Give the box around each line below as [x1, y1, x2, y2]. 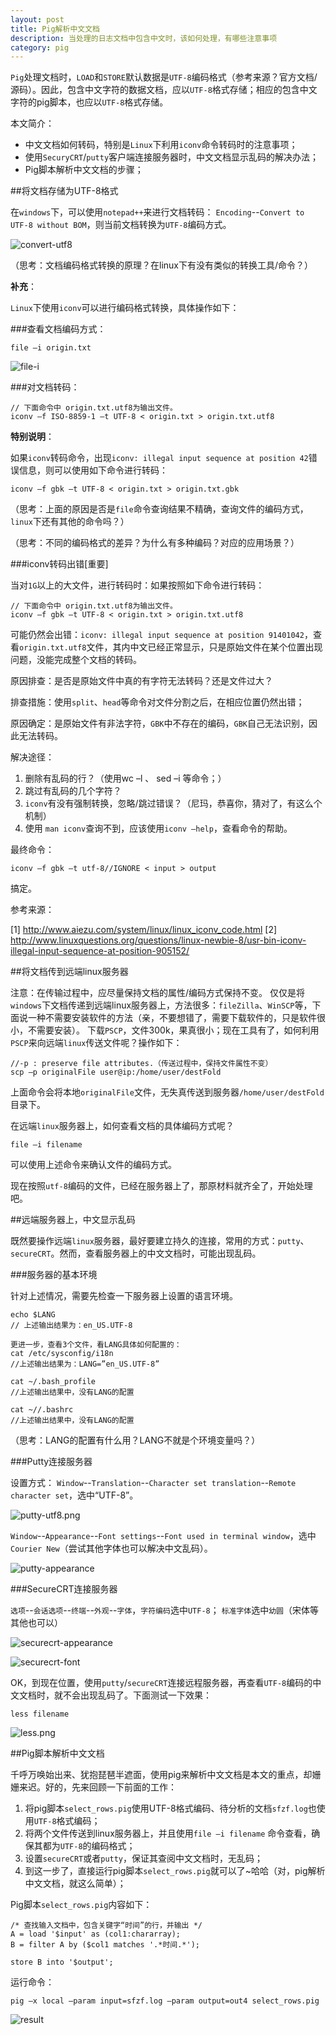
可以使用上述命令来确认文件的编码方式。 [10, 1159, 177, 1171]
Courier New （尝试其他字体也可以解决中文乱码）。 [10, 1542, 213, 1555]
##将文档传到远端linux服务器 [10, 966, 129, 978]
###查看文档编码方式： [10, 323, 107, 335]
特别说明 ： [10, 431, 55, 443]
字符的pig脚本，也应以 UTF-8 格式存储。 [10, 96, 169, 108]
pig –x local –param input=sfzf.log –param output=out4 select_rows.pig [10, 1996, 320, 2006]
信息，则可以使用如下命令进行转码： [18, 464, 168, 476]
